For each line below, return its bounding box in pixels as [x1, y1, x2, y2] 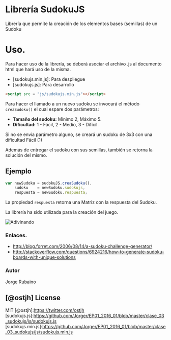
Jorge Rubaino [5, 279, 37, 285]
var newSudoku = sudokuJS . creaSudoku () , [5, 180, 93, 186]
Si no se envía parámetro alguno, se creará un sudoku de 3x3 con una [5, 131, 153, 138]
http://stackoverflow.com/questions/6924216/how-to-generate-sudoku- [12, 249, 164, 255]
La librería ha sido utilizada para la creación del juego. [5, 209, 119, 215]
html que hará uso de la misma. [5, 66, 71, 72]
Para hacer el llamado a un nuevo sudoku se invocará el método [5, 101, 140, 107]
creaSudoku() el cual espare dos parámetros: [5, 106, 99, 112]
